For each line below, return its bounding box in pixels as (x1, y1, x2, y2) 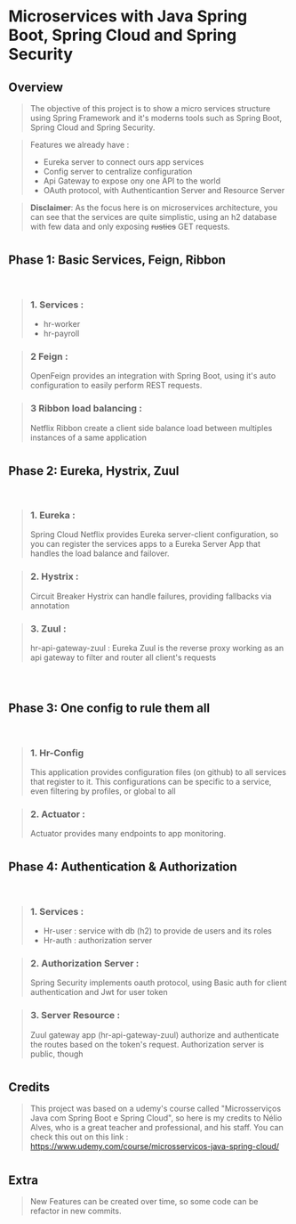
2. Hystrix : (29, 570, 79, 583)
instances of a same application (29, 432, 148, 443)
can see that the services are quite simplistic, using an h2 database (29, 212, 277, 222)
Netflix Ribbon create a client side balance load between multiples (29, 422, 273, 433)
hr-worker (43, 318, 81, 329)
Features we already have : (29, 140, 130, 150)
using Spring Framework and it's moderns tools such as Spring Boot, (29, 113, 283, 123)
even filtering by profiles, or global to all (29, 786, 176, 796)
